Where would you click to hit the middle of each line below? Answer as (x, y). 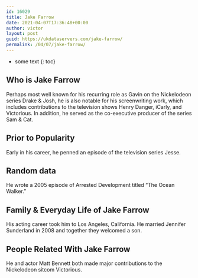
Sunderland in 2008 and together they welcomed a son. (74, 231)
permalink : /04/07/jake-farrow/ (46, 45)
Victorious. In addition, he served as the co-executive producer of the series (99, 113)
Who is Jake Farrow (43, 80)
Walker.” (16, 191)
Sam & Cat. (20, 119)
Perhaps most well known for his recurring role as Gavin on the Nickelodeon (99, 94)
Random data (31, 171)
